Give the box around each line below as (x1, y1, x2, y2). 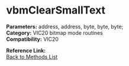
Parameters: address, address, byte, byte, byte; (6, 23, 124, 30)
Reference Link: (6, 47, 46, 54)
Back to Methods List (6, 53, 58, 60)
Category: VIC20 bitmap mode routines (6, 29, 104, 36)
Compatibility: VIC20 (6, 35, 59, 42)
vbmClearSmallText (6, 4, 105, 17)
